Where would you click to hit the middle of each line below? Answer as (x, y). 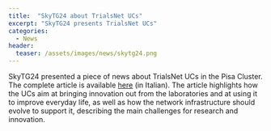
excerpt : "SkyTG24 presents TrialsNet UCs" (83, 23)
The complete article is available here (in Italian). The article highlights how (133, 85)
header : (21, 46)
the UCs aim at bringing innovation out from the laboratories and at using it (133, 93)
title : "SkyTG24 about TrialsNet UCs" (76, 16)
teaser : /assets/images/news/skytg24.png (87, 53)
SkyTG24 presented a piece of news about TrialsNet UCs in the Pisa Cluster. (135, 76)
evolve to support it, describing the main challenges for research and (123, 111)
